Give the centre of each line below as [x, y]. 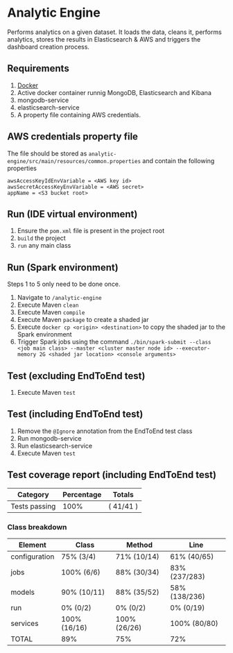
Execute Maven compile [51, 312]
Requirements [38, 68]
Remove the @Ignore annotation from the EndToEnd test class [105, 431]
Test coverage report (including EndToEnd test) [112, 475]
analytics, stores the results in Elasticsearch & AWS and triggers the [104, 39]
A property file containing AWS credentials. [79, 115]
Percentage [82, 494]
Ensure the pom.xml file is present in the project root [91, 231]
